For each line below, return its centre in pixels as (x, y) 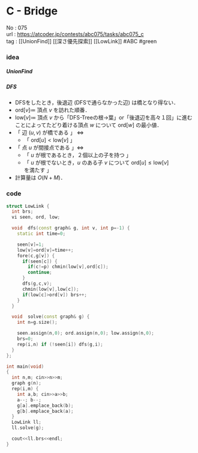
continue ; (40, 272)
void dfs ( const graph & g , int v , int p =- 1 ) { (71, 228)
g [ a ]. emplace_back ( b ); (45, 406)
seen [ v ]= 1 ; (31, 245)
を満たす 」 (38, 170)
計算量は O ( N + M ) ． (40, 178)
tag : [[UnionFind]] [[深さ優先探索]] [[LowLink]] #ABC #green (82, 41)
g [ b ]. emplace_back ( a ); (45, 411)
